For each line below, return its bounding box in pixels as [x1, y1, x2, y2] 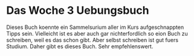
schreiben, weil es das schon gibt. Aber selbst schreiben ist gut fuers [6, 36, 179, 43]
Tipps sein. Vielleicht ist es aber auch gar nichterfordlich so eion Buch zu [6, 30, 189, 37]
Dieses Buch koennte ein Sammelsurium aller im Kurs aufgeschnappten [6, 23, 184, 31]
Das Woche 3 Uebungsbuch [6, 4, 149, 17]
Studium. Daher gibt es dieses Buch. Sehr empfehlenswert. [6, 43, 154, 50]
